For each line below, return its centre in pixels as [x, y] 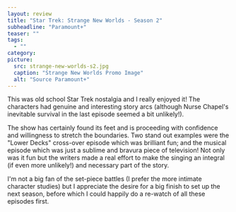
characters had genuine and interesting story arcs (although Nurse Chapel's [118, 107]
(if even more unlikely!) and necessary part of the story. [88, 166]
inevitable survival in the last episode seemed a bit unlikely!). [96, 114]
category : [22, 54]
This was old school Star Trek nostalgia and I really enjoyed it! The [104, 99]
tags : [15, 40]
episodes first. [28, 201]
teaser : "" [23, 33]
